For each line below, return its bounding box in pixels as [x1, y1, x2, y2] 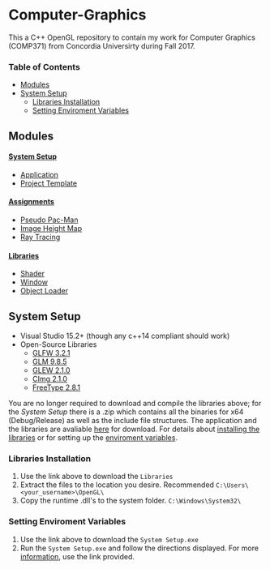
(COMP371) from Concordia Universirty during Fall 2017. [8, 41, 196, 50]
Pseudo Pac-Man [19, 215, 79, 225]
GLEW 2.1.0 [32, 366, 71, 375]
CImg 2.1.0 [32, 374, 67, 384]
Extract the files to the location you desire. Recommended [19, 480, 215, 490]
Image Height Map [19, 224, 83, 233]
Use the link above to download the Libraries [19, 472, 174, 481]
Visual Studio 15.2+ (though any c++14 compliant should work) [19, 331, 230, 341]
